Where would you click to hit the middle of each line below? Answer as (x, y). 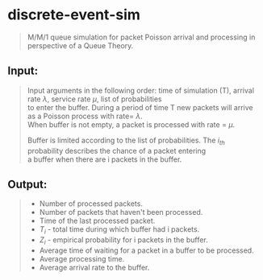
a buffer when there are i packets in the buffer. (104, 159)
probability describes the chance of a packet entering (117, 150)
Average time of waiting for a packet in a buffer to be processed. (147, 250)
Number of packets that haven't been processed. (121, 212)
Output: (27, 184)
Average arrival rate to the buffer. (94, 267)
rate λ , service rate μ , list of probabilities (94, 99)
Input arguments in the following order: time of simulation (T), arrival (141, 90)
